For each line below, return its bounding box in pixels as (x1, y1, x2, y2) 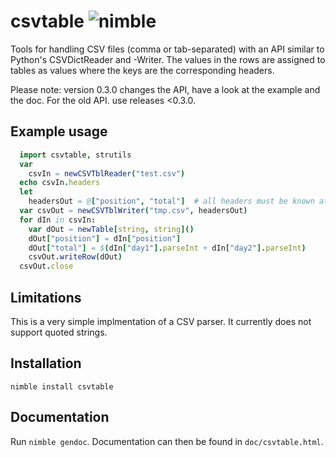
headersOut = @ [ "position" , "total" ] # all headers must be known (28, 196, 315, 207)
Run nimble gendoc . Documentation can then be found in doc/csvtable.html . (10, 435, 324, 447)
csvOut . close (19, 261, 74, 272)
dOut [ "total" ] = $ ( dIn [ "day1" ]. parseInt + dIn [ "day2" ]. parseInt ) (28, 243, 307, 253)
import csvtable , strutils (19, 150, 132, 160)
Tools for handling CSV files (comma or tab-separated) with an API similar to (10, 43, 325, 55)
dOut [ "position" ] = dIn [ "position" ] (28, 233, 182, 244)
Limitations (10, 289, 82, 306)
